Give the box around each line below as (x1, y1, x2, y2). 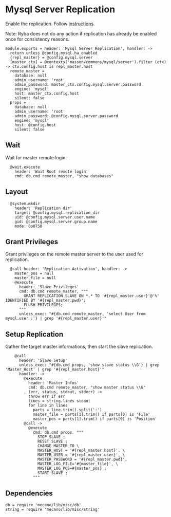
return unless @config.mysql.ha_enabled (10, 50, 98, 56)
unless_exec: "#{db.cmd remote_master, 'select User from (18, 311, 146, 317)
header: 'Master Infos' (28, 380, 80, 386)
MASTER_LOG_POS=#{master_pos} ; (37, 466, 107, 471)
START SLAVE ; (37, 470, 68, 476)
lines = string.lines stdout (28, 398, 91, 404)
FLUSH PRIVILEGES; (24, 302, 63, 308)
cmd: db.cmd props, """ (32, 430, 84, 435)
